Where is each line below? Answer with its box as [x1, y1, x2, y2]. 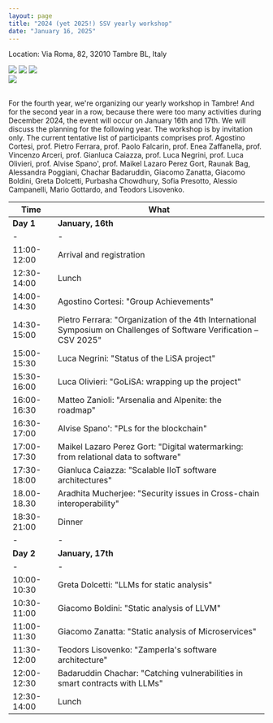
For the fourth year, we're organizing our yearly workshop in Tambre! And [8, 98, 254, 108]
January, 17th [57, 548, 114, 559]
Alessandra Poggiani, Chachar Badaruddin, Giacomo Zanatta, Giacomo [8, 167, 245, 177]
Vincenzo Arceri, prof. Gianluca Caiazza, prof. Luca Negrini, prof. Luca [8, 150, 244, 160]
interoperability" [57, 498, 119, 509]
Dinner [57, 517, 84, 528]
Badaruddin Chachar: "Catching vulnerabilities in [57, 668, 244, 679]
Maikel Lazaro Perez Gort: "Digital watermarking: [57, 441, 244, 452]
